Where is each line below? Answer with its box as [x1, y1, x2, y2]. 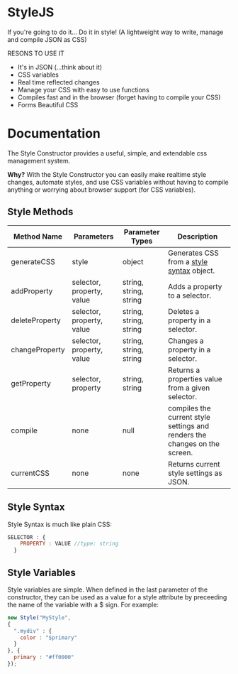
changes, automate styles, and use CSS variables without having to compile [7, 178, 229, 186]
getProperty [11, 378, 51, 388]
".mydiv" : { [13, 627, 52, 634]
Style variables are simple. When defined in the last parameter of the [7, 585, 208, 594]
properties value [167, 374, 223, 384]
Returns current [167, 459, 221, 469]
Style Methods [7, 206, 74, 218]
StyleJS [7, 4, 55, 21]
